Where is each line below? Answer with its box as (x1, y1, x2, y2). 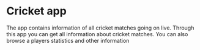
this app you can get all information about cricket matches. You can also (6, 30, 188, 37)
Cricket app (6, 4, 67, 18)
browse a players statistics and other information (6, 37, 130, 44)
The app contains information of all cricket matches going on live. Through (6, 24, 194, 31)
